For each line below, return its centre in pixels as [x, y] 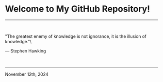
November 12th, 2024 [27, 74]
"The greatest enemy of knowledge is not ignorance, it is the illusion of [76, 36]
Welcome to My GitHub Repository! [78, 9]
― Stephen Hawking [25, 51]
